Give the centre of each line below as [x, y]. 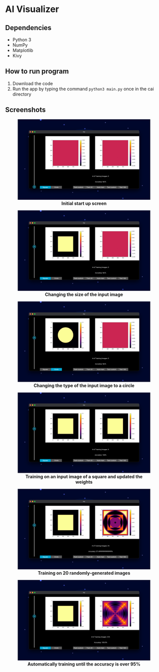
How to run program [37, 71]
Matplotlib [23, 50]
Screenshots [25, 110]
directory [22, 94]
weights [84, 482]
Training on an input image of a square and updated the [84, 477]
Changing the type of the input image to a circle [84, 386]
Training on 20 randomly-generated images [84, 573]
